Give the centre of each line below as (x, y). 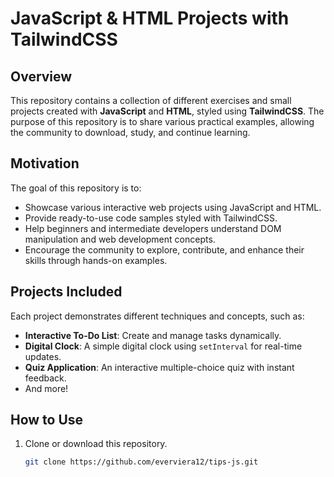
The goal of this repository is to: (76, 188)
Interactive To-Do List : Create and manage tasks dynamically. (153, 335)
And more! (46, 388)
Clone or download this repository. (96, 444)
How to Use (47, 420)
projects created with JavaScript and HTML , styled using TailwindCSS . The (167, 111)
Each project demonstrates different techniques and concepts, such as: (157, 316)
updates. (43, 356)
